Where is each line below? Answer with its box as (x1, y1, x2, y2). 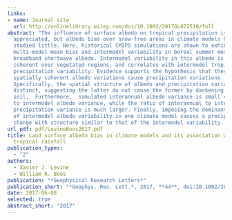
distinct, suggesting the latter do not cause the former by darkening (13, 87, 224, 94)
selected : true (7, 196, 51, 203)
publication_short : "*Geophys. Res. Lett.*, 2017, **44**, (7, 183, 181, 190)
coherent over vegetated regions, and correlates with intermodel (13, 61, 209, 68)
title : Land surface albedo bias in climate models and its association (7, 132, 221, 139)
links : (7, 10, 26, 17)
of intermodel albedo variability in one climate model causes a (13, 112, 206, 119)
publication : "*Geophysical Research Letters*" (7, 177, 147, 183)
